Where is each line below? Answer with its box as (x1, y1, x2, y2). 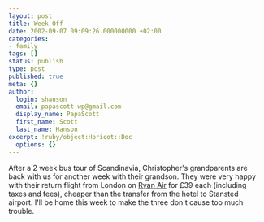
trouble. (8, 206, 35, 215)
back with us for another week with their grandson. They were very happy (8, 172, 257, 181)
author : (8, 87, 35, 96)
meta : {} (8, 80, 38, 88)
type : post (8, 65, 45, 73)
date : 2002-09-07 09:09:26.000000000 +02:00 (8, 27, 162, 35)
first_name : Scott (15, 118, 79, 126)
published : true (8, 72, 63, 81)
